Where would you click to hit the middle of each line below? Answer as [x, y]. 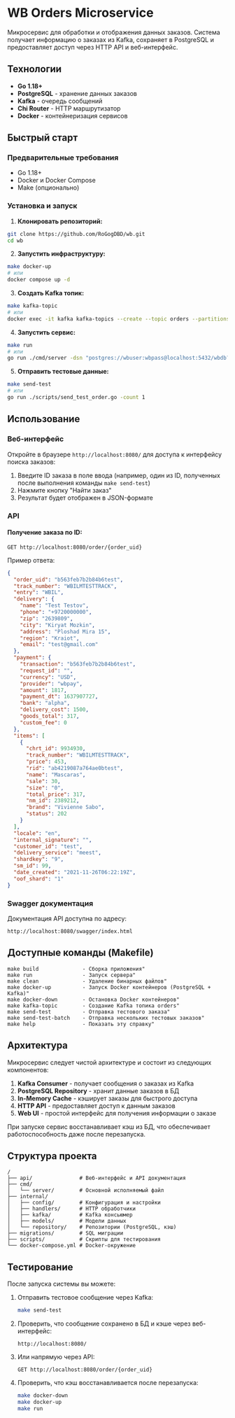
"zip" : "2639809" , [47, 618]
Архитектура [38, 1045]
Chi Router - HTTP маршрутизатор [69, 108]
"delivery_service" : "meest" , [57, 853]
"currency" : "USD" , [48, 677]
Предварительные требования [63, 157]
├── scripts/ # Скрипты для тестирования [84, 1240]
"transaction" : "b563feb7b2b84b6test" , [78, 664]
